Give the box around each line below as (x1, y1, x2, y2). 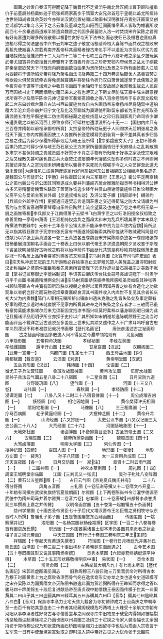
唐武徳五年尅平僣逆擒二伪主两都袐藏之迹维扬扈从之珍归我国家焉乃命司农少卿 (5, 114, 158, 119)
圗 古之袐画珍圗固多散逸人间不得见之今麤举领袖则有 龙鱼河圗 (5, 332, 144, 337)
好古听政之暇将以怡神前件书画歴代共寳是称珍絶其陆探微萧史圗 (34, 247, 158, 252)
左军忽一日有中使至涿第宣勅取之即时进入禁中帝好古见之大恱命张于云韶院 (5, 629, 149, 635)
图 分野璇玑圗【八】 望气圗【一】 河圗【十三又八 (5, 380, 153, 386)
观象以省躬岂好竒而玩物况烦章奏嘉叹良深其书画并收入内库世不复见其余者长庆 (5, 289, 158, 295)
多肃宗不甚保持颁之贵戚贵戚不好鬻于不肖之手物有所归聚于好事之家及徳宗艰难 (5, 150, 158, 155)
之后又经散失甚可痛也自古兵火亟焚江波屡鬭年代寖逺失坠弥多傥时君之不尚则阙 (5, 156, 158, 162)
